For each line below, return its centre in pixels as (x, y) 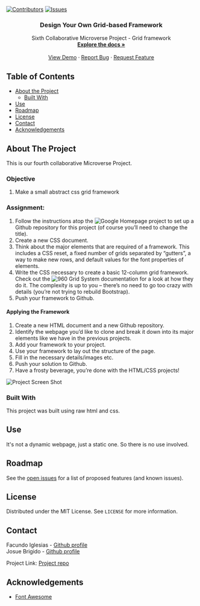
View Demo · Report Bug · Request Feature (101, 57)
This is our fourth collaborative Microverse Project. (69, 163)
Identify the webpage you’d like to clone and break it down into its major (104, 331)
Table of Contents (41, 77)
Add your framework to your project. (60, 344)
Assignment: (26, 207)
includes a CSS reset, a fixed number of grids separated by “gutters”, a (103, 253)
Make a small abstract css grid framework (67, 192)
